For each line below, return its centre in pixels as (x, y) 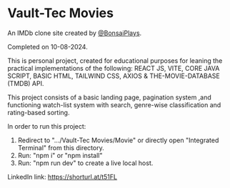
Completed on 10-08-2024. (47, 46)
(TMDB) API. (26, 83)
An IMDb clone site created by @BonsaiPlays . (75, 33)
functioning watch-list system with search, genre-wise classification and (114, 104)
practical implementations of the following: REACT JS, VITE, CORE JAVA (114, 68)
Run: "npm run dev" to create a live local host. (85, 163)
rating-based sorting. (39, 112)
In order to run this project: (47, 126)
